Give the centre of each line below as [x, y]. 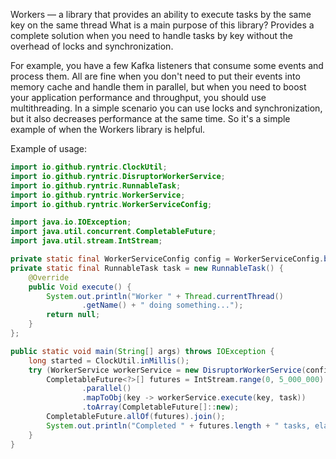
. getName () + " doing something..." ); [162, 305]
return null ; [73, 315]
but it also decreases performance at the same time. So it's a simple [150, 118]
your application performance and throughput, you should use [138, 97]
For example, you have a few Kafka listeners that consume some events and [167, 65]
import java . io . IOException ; [71, 222]
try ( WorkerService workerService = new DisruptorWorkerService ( [167, 370]
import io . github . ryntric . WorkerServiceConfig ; [111, 204]
